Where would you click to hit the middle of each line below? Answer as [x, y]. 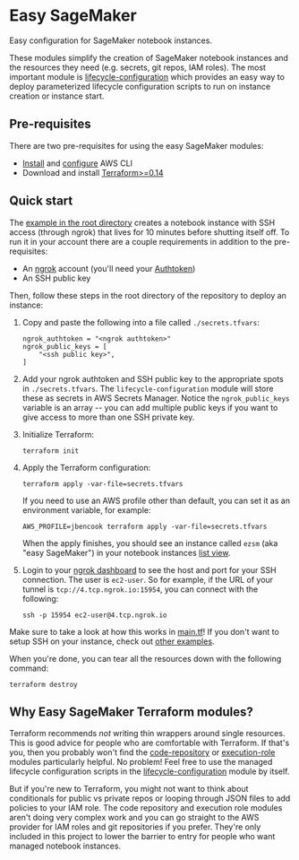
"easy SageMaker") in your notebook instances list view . [126, 552]
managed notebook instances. [65, 846]
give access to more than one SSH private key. [108, 417]
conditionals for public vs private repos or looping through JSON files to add [150, 798]
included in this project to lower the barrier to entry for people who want [142, 837]
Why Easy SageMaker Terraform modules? [131, 712]
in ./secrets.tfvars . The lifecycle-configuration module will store [148, 388]
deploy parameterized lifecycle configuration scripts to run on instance [140, 86]
